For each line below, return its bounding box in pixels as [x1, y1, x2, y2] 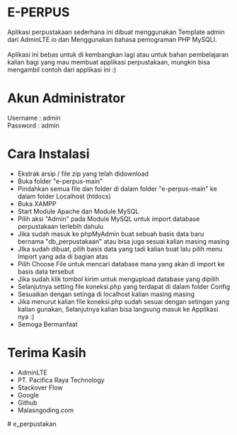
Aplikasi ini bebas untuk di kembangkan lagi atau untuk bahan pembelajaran [7, 50, 229, 59]
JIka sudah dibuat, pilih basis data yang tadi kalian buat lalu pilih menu [17, 244, 223, 253]
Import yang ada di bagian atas [17, 252, 108, 261]
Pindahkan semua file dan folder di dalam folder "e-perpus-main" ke [17, 184, 217, 193]
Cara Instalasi [7, 146, 90, 162]
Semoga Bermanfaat [17, 320, 78, 328]
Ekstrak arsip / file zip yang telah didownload [17, 169, 149, 178]
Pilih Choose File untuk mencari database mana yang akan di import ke [17, 259, 225, 268]
